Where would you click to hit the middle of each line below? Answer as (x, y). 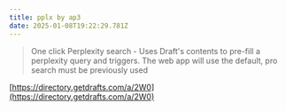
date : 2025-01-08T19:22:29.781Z (69, 26)
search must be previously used (89, 70)
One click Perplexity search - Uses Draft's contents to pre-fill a (146, 51)
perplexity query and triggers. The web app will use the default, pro (154, 60)
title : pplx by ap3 (45, 17)
